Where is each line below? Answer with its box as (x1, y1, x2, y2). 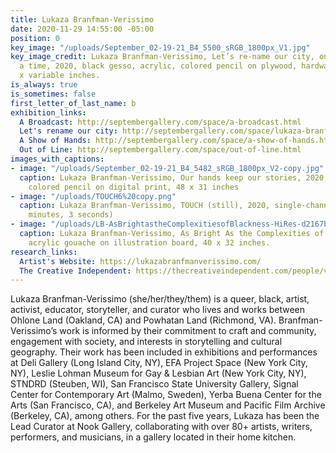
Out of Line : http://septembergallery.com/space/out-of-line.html (19, 145, 302, 155)
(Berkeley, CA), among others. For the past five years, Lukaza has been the (10, 410, 320, 422)
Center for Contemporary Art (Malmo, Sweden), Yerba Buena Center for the (10, 389, 322, 401)
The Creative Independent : (19, 266, 132, 276)
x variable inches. (19, 71, 101, 81)
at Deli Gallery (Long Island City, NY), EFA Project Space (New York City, (10, 357, 308, 369)
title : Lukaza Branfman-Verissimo (10, 14, 155, 25)
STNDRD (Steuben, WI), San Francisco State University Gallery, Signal (10, 378, 299, 390)
